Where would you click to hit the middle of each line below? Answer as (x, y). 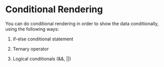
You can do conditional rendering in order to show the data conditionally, (82, 24)
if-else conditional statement (43, 39)
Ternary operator (31, 49)
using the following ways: (32, 29)
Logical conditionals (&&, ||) (42, 59)
